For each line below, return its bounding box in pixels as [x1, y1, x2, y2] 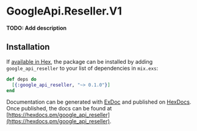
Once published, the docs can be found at [6, 105, 112, 112]
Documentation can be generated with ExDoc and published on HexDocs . [6, 98, 192, 106]
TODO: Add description [6, 24, 67, 32]
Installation [6, 42, 50, 52]
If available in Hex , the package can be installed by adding [6, 58, 153, 65]
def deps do [6, 76, 37, 82]
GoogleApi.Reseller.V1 [6, 4, 122, 18]
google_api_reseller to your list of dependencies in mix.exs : [6, 64, 159, 72]
